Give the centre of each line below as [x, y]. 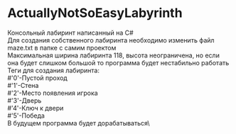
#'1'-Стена [23, 85]
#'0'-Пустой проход [37, 78]
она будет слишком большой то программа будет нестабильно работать [118, 62]
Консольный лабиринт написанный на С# [70, 33]
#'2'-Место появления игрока [53, 93]
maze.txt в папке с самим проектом [62, 48]
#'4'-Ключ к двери [36, 108]
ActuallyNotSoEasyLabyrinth [95, 13]
